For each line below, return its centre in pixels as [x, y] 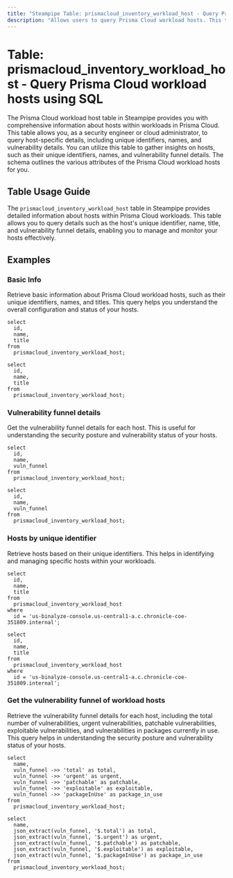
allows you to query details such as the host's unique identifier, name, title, [114, 223]
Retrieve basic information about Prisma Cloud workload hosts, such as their [116, 294]
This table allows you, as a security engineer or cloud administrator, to [107, 133]
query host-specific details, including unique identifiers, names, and [104, 140]
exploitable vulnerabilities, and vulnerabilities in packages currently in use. [113, 730]
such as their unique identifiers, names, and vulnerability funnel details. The [115, 155]
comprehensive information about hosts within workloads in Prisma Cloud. [113, 125]
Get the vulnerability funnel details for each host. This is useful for [102, 428]
